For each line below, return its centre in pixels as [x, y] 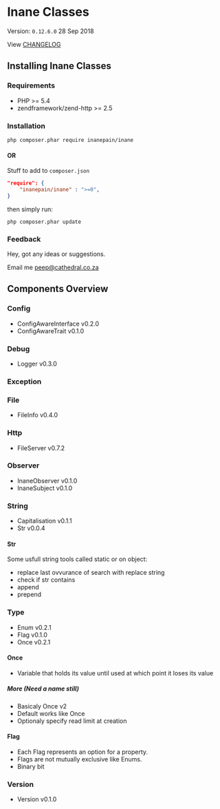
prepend [29, 595]
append [28, 587]
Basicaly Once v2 [42, 706]
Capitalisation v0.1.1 [44, 521]
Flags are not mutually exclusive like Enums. [79, 759]
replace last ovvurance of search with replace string [91, 573]
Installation [26, 126]
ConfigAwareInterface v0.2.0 [58, 324]
